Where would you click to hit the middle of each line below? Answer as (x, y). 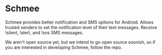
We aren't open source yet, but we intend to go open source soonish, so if (80, 42)
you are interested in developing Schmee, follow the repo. (64, 47)
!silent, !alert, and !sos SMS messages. (44, 32)
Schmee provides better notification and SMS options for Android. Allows (79, 22)
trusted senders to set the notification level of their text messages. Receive (81, 27)
